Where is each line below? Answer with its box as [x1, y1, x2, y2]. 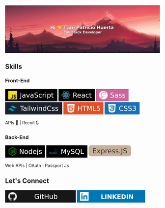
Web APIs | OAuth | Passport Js [5, 163, 69, 169]
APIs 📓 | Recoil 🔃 [5, 119, 39, 126]
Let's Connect [5, 177, 49, 185]
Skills [5, 63, 22, 71]
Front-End [5, 77, 30, 84]
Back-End [5, 134, 29, 140]
